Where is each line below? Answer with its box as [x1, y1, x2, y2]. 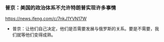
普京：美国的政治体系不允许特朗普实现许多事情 [5, 4, 116, 11]
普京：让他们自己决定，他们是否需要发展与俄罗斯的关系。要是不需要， [12, 26, 155, 32]
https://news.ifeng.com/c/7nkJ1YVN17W [5, 16, 87, 21]
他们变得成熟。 [25, 32, 56, 38]
